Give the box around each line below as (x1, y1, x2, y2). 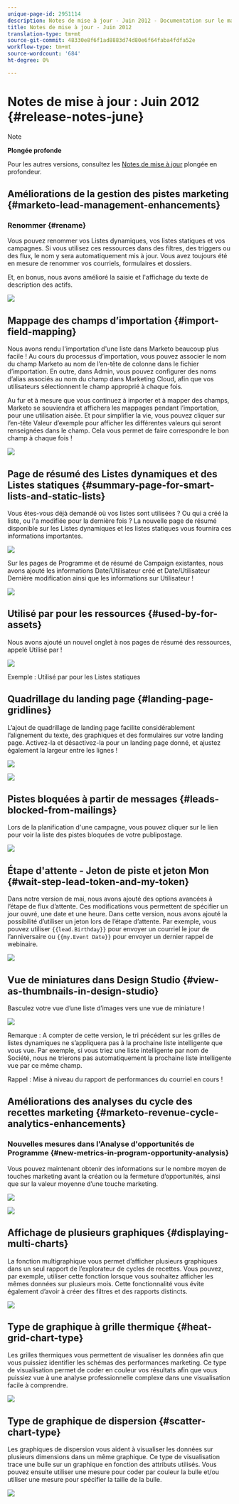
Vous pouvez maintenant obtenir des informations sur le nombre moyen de (7, 1164, 226, 1172)
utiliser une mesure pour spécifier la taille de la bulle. (7, 1476, 162, 1484)
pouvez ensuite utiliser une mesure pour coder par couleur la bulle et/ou (7, 1468, 219, 1476)
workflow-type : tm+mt (7, 43, 72, 51)
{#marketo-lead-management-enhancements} (7, 199, 221, 211)
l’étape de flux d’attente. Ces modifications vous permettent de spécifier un (7, 902, 228, 911)
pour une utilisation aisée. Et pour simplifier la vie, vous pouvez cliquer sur (7, 411, 225, 420)
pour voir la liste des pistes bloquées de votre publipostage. (7, 830, 183, 840)
